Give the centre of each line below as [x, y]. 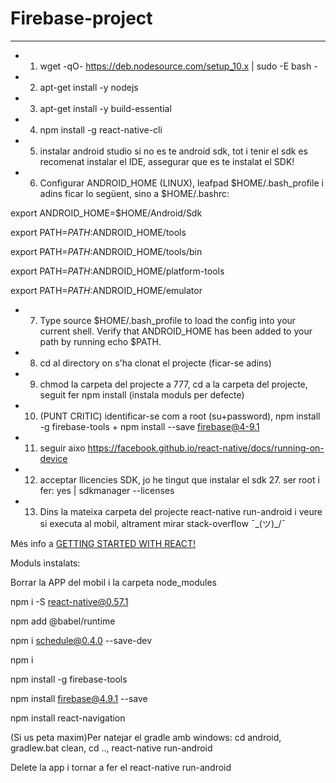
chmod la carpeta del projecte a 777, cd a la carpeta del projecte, [173, 384]
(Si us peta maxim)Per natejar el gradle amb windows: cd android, [146, 737]
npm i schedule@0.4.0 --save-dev [81, 640]
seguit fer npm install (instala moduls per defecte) [142, 394]
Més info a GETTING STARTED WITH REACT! [103, 543]
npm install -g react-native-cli [101, 129]
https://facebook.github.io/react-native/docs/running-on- [206, 448]
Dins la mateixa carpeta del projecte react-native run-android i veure [181, 511]
